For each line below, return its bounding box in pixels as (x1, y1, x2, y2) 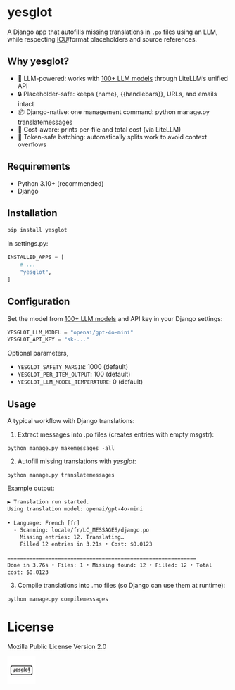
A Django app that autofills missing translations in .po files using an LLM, (7, 27, 218, 36)
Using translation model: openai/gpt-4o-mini (7, 506, 143, 513)
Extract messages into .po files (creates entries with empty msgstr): (17, 430, 215, 439)
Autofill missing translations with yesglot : (17, 457, 136, 465)
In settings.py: (7, 239, 49, 248)
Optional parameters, (7, 349, 69, 358)
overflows (17, 140, 47, 149)
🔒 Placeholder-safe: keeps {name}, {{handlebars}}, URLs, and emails (17, 89, 217, 98)
